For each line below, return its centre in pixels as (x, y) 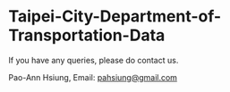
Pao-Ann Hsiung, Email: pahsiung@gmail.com (93, 77)
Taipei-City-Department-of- (115, 17)
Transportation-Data (87, 35)
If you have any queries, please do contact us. (94, 60)
